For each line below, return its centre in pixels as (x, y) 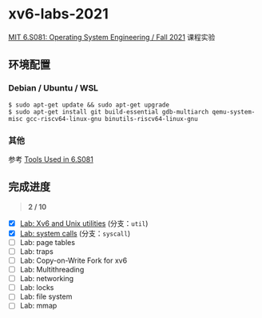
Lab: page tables (48, 242)
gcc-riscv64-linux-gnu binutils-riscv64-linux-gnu (112, 119)
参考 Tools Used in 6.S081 (51, 159)
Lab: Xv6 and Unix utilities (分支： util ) (84, 223)
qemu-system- (234, 112)
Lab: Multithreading (52, 270)
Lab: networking (47, 279)
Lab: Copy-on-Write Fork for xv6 (73, 260)
